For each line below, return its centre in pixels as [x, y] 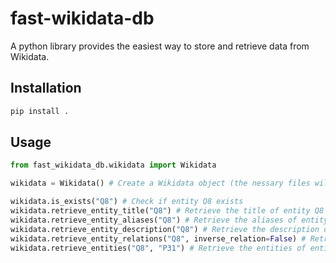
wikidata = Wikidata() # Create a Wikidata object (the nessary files [160, 183]
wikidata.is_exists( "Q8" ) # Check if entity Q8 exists [127, 202]
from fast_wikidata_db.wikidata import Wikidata [113, 165]
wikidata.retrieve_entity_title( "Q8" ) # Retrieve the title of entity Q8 [167, 211]
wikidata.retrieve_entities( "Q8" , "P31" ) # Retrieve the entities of [158, 248]
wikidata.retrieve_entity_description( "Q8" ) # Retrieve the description [165, 229]
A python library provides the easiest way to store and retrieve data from [160, 46]
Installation [46, 88]
